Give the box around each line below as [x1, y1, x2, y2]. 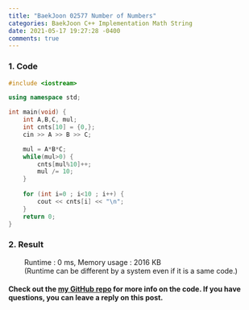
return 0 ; [23, 213, 56, 221]
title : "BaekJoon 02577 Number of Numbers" [8, 11, 157, 20]
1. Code [8, 61, 39, 72]
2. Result [8, 239, 44, 250]
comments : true [8, 34, 60, 43]
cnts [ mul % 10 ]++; [37, 160, 92, 168]
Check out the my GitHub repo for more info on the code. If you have [8, 284, 242, 294]
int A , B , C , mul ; [23, 116, 78, 124]
